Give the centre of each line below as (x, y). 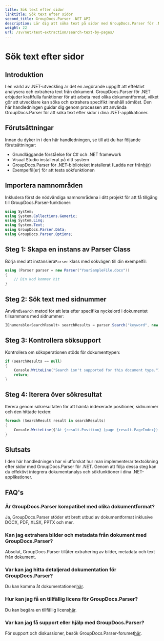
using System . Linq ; (25, 221)
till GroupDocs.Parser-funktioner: (38, 202)
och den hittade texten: (29, 412)
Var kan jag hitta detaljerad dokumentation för (61, 570)
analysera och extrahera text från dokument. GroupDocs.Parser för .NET (78, 92)
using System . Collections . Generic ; (41, 216)
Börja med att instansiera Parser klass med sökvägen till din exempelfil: (76, 261)
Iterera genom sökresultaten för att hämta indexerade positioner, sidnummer (82, 406)
